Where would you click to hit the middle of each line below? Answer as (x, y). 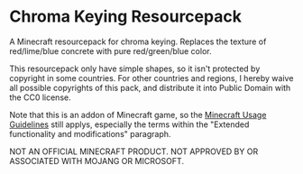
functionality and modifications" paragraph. (90, 133)
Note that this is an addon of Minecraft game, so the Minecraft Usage (138, 114)
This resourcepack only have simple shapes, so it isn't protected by (135, 69)
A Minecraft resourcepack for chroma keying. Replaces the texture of (138, 41)
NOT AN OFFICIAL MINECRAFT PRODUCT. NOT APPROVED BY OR (134, 151)
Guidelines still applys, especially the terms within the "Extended (129, 124)
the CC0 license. (40, 97)
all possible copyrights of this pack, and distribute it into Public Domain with (150, 87)
